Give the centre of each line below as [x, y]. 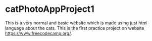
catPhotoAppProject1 [50, 9]
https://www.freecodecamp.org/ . [39, 33]
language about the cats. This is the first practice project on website [75, 28]
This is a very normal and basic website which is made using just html [76, 23]
